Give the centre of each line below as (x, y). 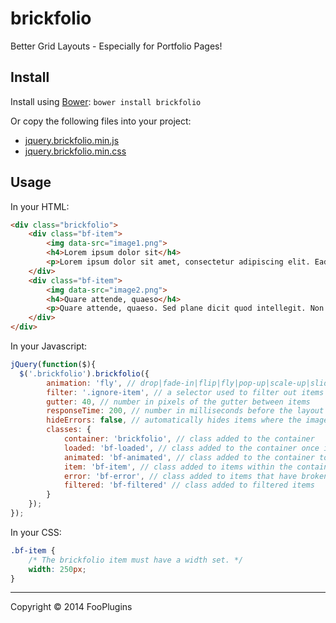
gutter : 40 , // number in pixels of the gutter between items (178, 402)
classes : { (69, 430)
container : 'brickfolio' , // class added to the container (189, 439)
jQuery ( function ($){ (53, 365)
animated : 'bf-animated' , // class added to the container (189, 457)
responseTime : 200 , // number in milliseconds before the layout (185, 411)
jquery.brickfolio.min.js (72, 140)
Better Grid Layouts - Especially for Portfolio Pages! (116, 46)
